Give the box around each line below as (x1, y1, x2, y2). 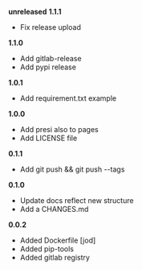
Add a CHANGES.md (19, 205, 89, 214)
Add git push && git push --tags (19, 164, 125, 174)
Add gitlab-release (19, 54, 82, 63)
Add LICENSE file (19, 133, 78, 143)
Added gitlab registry (19, 253, 91, 262)
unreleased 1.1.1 (8, 7, 62, 16)
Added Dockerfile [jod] (19, 235, 96, 245)
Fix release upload (19, 23, 82, 31)
